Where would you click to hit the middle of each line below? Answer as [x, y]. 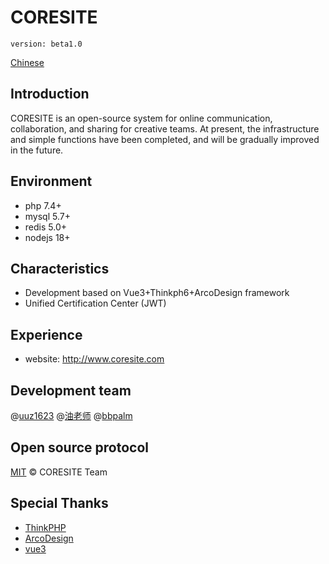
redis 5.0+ [45, 227]
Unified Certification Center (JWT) [95, 303]
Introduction [50, 94]
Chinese [27, 62]
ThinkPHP [45, 527]
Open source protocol [80, 447]
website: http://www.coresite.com [94, 359]
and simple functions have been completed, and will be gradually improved [165, 139]
